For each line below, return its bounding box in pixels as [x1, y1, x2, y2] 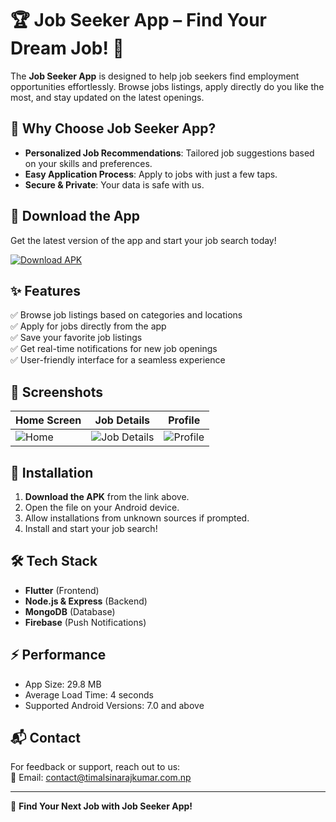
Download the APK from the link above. [24, 491, 190, 502]
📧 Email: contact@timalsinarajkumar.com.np [10, 772, 192, 784]
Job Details [94, 413, 151, 427]
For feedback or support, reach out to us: [10, 761, 181, 773]
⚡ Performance [10, 647, 107, 664]
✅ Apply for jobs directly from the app [10, 320, 167, 332]
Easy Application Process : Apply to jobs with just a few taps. [24, 168, 278, 180]
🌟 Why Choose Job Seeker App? [10, 120, 217, 137]
